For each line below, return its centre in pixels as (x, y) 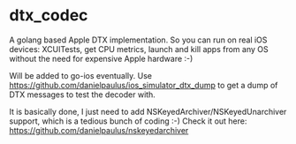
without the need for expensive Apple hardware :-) (101, 58)
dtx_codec (49, 15)
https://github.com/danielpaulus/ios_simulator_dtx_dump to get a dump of (144, 85)
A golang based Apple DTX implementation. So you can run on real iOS (138, 40)
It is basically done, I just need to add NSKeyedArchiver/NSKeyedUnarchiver (148, 111)
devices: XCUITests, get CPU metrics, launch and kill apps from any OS (139, 49)
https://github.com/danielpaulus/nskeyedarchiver (99, 130)
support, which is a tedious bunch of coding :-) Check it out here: (128, 121)
